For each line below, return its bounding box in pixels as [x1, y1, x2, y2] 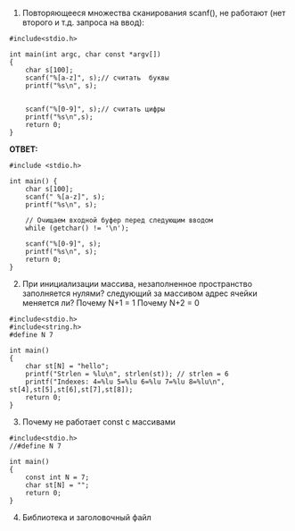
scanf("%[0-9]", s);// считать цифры [25, 105, 166, 114]
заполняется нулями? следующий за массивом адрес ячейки [21, 288, 258, 299]
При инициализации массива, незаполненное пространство [21, 279, 252, 289]
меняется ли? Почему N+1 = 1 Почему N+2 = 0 [21, 298, 201, 308]
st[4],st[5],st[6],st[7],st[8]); [9, 385, 134, 394]
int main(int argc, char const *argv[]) [9, 50, 162, 59]
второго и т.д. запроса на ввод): [21, 17, 145, 28]
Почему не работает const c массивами [21, 417, 176, 427]
